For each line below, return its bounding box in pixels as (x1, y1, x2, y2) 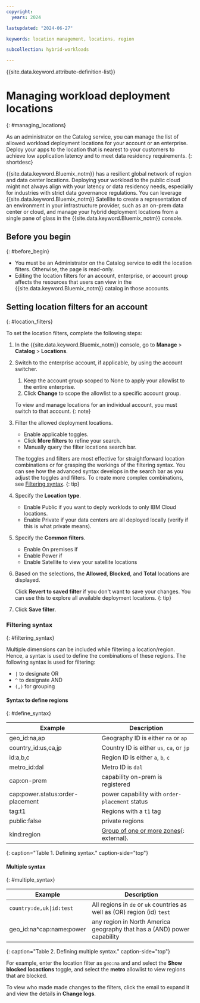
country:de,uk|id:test (9, 905, 73, 912)
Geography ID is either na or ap (101, 734, 187, 743)
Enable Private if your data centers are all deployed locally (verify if (23, 516, 189, 523)
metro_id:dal (9, 763, 44, 771)
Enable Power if (23, 552, 62, 559)
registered (101, 780, 131, 789)
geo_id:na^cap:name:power (9, 925, 86, 934)
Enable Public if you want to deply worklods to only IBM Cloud (23, 503, 177, 511)
